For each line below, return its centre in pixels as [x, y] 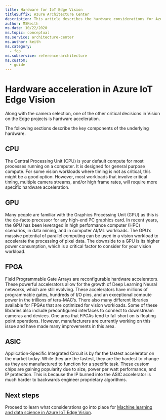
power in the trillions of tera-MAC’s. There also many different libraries [77, 300]
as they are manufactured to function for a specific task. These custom [77, 364]
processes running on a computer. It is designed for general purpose [75, 166]
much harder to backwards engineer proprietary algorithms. [66, 380]
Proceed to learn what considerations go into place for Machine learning [79, 407]
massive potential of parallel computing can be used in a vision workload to [82, 236]
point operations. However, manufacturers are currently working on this [78, 321]
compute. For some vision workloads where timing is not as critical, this [78, 171]
